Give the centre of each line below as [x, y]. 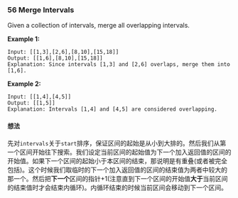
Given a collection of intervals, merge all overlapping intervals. [99, 26]
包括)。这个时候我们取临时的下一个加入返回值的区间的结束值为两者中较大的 [118, 170]
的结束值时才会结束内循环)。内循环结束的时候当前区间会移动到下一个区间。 [118, 187]
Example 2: [24, 84]
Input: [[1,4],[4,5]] [39, 97]
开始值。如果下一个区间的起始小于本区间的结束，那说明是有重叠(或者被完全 [118, 160]
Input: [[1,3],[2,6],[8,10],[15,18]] [63, 52]
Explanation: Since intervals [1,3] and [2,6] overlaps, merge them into [119, 65]
